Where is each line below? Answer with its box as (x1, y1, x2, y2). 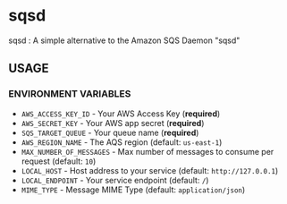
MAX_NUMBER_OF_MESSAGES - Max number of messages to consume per (21, 146, 274, 157)
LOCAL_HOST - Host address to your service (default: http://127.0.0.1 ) (21, 165, 279, 175)
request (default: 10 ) (21, 156, 97, 166)
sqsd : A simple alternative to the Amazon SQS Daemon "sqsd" (8, 35, 241, 46)
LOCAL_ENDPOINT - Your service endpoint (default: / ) (21, 174, 209, 185)
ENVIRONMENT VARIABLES (8, 88, 131, 100)
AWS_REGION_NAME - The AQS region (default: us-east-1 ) (21, 136, 223, 148)
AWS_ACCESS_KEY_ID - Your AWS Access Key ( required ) (21, 108, 221, 119)
